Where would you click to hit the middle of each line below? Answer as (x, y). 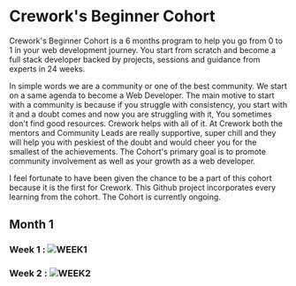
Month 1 (32, 225)
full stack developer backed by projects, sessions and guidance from (135, 59)
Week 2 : (28, 274)
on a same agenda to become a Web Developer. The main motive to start (142, 95)
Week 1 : (27, 250)
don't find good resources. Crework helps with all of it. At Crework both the (146, 123)
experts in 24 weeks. (47, 69)
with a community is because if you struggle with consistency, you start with (148, 104)
